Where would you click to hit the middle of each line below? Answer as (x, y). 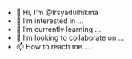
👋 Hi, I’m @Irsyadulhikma (57, 12)
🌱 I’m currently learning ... (58, 29)
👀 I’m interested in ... (50, 21)
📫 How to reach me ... (53, 47)
